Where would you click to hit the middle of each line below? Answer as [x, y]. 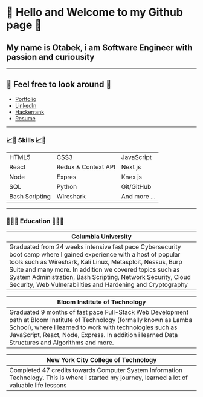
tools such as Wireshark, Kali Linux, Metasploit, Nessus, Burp [96, 262]
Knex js [132, 177]
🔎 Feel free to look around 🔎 [59, 84]
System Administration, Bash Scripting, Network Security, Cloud [100, 277]
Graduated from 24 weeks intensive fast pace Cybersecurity [95, 247]
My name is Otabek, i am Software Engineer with [99, 48]
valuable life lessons [38, 386]
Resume [25, 118]
